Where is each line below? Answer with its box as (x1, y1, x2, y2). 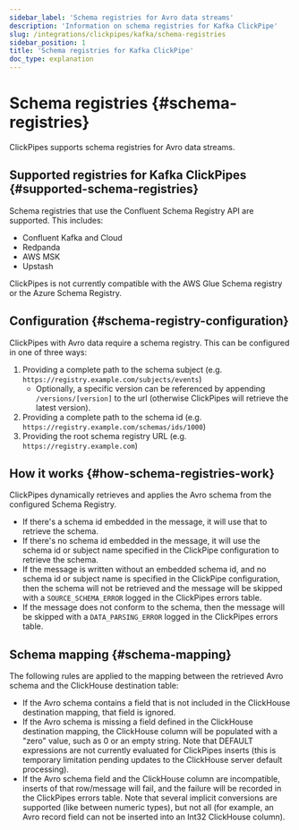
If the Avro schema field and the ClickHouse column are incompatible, (21, 774, 280, 784)
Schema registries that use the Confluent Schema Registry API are (9, 205, 254, 216)
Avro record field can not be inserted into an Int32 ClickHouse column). (21, 811, 286, 823)
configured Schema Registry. (9, 499, 116, 510)
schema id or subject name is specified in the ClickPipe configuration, (21, 573, 280, 584)
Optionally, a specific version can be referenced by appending (35, 383, 266, 394)
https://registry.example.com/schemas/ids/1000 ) (21, 421, 207, 432)
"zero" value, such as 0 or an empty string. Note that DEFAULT (21, 735, 253, 747)
